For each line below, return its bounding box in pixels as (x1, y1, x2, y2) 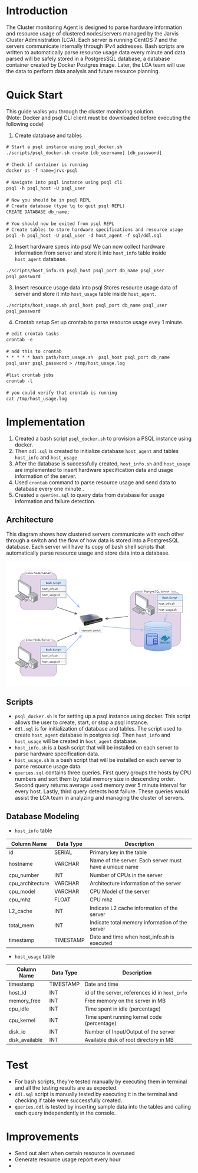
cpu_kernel (8, 1016, 36, 1024)
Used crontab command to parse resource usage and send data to (14, 478, 177, 486)
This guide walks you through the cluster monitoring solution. (6, 107, 155, 115)
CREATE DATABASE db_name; (6, 208, 70, 215)
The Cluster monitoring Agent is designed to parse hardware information (6, 24, 183, 31)
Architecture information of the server (89, 879, 181, 887)
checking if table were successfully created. (14, 1097, 123, 1104)
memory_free (8, 997, 41, 1004)
